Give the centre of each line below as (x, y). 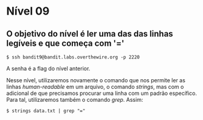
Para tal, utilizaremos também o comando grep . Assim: (75, 100)
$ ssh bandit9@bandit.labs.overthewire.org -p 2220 (73, 57)
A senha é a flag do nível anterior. (48, 69)
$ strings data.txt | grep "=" (46, 111)
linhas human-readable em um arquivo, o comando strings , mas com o (95, 87)
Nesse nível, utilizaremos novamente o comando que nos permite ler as (96, 80)
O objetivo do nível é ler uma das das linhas (90, 34)
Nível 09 (28, 11)
